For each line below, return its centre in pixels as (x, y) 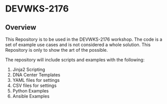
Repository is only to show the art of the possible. (57, 50)
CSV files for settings (34, 85)
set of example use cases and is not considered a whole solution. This (78, 45)
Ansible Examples (31, 96)
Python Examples (30, 91)
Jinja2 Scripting (29, 69)
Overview (21, 27)
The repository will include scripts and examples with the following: (75, 60)
